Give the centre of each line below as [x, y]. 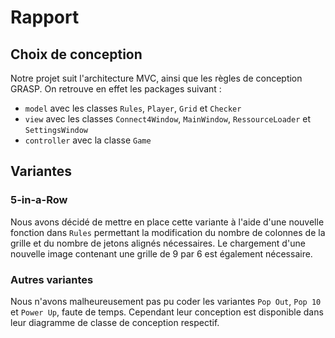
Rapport [45, 17]
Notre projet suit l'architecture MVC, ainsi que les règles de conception [156, 78]
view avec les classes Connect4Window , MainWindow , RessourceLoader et [167, 119]
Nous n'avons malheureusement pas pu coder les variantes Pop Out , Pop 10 [166, 301]
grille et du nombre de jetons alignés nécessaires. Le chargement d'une [158, 243]
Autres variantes [52, 279]
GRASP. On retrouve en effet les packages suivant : [116, 89]
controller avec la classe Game [88, 140]
